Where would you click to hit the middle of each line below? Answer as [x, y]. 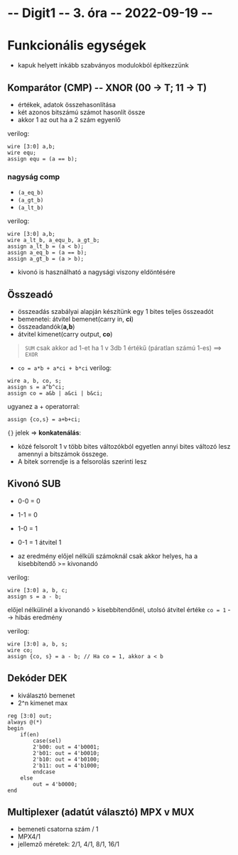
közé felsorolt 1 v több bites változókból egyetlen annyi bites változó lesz [124, 447]
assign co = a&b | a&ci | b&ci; [55, 393]
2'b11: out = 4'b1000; [66, 766]
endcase [44, 772]
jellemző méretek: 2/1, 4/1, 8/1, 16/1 [68, 844]
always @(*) [25, 722]
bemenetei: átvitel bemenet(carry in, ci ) [75, 319]
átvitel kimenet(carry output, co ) [65, 334]
